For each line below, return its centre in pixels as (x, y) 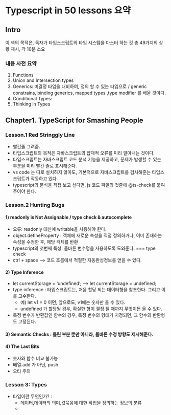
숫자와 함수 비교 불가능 (35, 358)
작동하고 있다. (44, 178)
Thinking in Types (31, 104)
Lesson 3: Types (26, 385)
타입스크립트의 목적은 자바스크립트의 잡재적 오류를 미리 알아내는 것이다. (83, 153)
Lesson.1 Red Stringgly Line (40, 135)
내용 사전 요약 (21, 63)
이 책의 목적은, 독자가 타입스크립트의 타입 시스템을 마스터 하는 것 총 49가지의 (82, 42)
